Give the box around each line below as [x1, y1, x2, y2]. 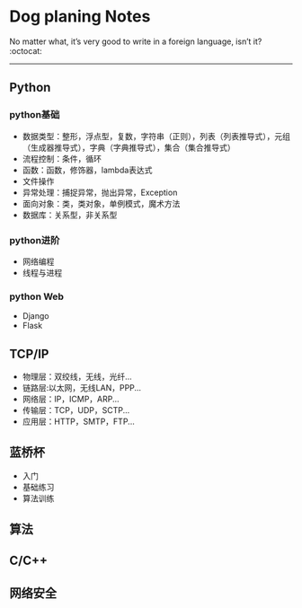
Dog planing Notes [9, 6, 151, 27]
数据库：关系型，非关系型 [22, 209, 118, 220]
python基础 [9, 109, 60, 121]
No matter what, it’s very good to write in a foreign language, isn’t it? [9, 36, 262, 47]
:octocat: [9, 45, 42, 56]
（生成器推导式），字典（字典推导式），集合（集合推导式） [22, 142, 235, 153]
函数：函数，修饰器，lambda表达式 [22, 164, 153, 175]
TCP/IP [9, 346, 49, 361]
